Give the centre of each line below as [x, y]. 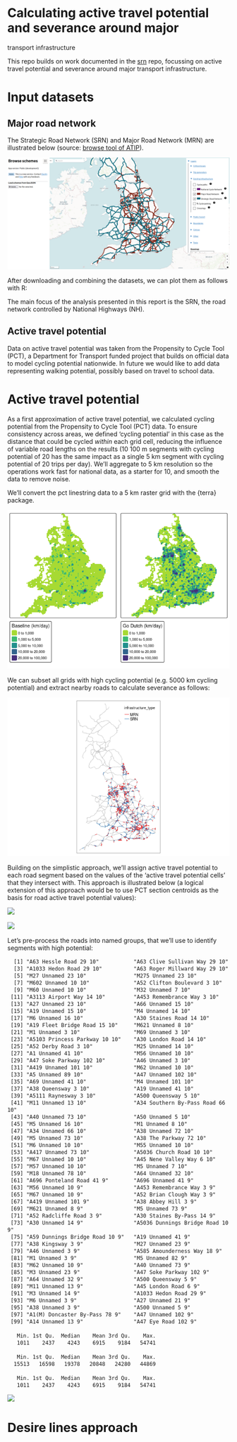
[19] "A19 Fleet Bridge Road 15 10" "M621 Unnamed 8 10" [102, 1025]
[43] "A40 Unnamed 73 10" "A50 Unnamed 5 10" [101, 1117]
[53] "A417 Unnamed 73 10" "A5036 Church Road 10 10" [111, 1152]
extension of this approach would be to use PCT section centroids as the [113, 890]
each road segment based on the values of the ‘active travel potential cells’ [116, 875]
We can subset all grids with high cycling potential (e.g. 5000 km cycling [113, 680]
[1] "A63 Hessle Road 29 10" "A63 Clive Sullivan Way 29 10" [121, 961]
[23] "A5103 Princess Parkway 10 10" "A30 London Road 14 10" [108, 1039]
